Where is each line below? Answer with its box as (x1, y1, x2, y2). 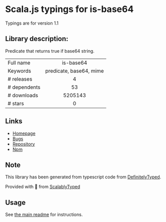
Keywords (7, 67, 31, 74)
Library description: (5, 35, 68, 43)
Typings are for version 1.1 (5, 20, 59, 26)
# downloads (7, 92, 38, 99)
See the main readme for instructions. (5, 211, 83, 217)
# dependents (7, 84, 41, 91)
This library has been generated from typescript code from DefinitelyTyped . (5, 174, 161, 180)
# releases (7, 75, 32, 82)
